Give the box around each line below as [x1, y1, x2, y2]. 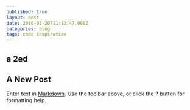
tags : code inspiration [6, 31, 67, 37]
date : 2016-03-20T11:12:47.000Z [6, 20, 88, 26]
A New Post [6, 74, 52, 85]
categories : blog [6, 25, 51, 32]
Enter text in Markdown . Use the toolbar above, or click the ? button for [6, 90, 185, 97]
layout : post [6, 15, 40, 21]
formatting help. [6, 97, 47, 104]
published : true [6, 8, 47, 15]
